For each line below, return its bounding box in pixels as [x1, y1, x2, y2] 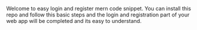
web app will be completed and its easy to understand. [6, 18, 142, 24]
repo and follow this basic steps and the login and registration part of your [6, 11, 190, 18]
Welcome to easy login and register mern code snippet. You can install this [6, 5, 191, 12]
